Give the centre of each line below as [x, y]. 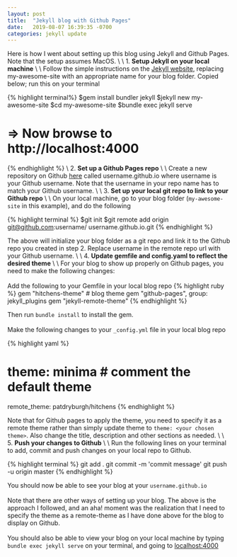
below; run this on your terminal [54, 84]
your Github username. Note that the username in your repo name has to [113, 183]
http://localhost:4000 [73, 149]
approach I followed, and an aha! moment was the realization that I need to [116, 508]
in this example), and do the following [76, 206]
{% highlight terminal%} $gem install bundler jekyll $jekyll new [99, 98]
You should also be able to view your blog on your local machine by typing [116, 538]
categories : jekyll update [47, 34]
